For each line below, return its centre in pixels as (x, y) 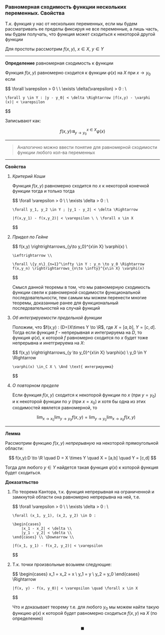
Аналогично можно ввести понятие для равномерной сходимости (87, 147)
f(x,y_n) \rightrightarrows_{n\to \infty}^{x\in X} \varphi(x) (78, 268)
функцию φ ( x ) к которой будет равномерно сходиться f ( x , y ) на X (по (85, 613)
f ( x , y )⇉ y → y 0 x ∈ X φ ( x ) (82, 132)
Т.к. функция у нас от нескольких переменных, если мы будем (71, 24)
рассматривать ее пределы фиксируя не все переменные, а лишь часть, (82, 29)
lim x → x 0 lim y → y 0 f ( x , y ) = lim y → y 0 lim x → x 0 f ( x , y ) (86, 418)
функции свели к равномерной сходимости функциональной (76, 292)
